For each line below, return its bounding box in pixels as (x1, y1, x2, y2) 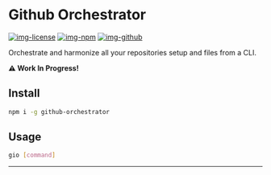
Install (8, 87, 40, 100)
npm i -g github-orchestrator (8, 108, 110, 116)
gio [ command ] (8, 151, 56, 160)
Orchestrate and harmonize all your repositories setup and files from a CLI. (8, 47, 256, 57)
